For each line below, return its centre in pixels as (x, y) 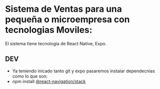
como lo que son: (30, 76)
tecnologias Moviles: (49, 30)
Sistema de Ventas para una (64, 9)
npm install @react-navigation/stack (49, 81)
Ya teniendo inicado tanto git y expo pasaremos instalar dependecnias (83, 71)
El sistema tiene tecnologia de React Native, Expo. (56, 43)
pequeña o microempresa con (67, 19)
